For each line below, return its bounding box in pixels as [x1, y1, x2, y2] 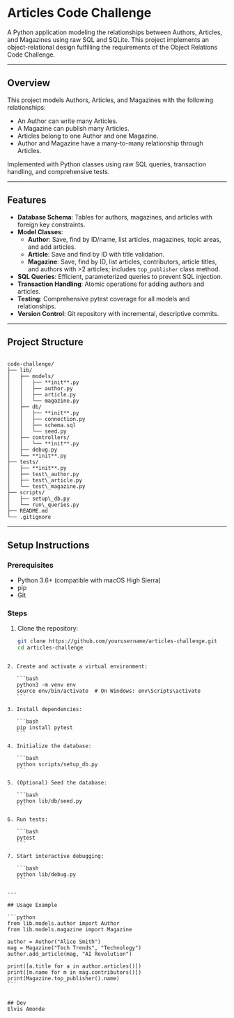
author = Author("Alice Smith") [7, 938, 101, 945]
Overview [7, 77, 51, 89]
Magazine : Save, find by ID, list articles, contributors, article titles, [27, 257, 217, 266]
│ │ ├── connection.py [7, 416, 86, 423]
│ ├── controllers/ [7, 434, 70, 441]
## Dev [7, 1000, 26, 1007]
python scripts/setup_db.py [16, 761, 98, 768]
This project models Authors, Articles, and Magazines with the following [7, 96, 214, 104]
